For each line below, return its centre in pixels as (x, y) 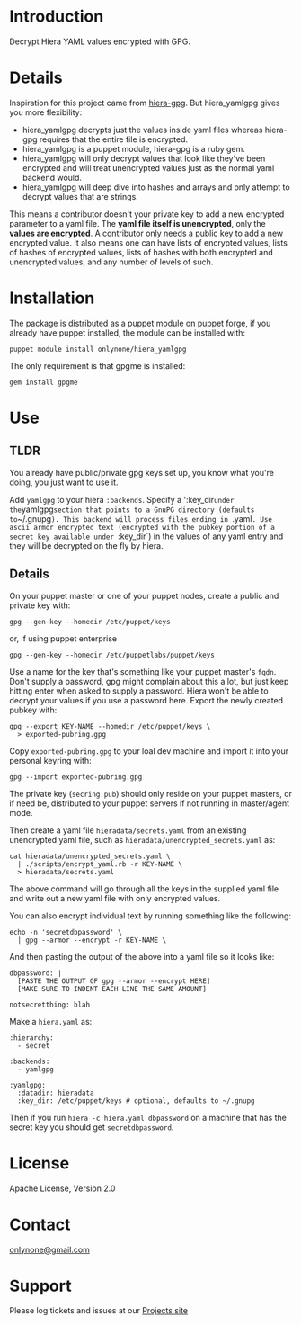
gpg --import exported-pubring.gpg (76, 777)
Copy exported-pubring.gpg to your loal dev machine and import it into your (149, 751)
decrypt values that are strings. (80, 196)
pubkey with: (33, 710)
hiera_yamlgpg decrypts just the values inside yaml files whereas (142, 130)
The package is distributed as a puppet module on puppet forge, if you (140, 323)
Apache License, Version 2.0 (62, 1188)
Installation (52, 298)
